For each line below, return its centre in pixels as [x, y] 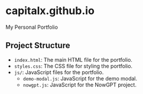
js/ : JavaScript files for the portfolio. [59, 72]
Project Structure [38, 46]
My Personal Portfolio [32, 27]
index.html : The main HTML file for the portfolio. [73, 59]
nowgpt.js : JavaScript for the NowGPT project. [80, 85]
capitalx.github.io [50, 11]
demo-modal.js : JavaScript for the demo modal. [80, 78]
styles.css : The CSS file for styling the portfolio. [73, 66]
